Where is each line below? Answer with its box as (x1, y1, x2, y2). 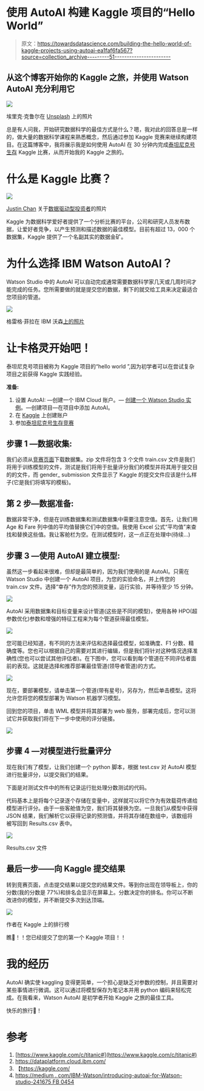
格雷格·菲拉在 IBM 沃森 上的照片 (6, 318, 85, 325)
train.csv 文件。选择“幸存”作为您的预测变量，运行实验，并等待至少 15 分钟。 (6, 583, 197, 590)
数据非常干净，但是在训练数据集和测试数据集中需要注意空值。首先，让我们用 (6, 516, 198, 523)
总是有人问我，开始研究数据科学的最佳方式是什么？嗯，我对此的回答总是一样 (6, 126, 198, 133)
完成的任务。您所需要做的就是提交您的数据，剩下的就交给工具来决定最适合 (11, 285, 198, 293)
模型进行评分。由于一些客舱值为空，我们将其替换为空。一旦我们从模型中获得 (6, 804, 198, 812)
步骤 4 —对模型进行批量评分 (6, 746, 112, 756)
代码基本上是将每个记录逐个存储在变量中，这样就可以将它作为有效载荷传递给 (6, 796, 198, 804)
